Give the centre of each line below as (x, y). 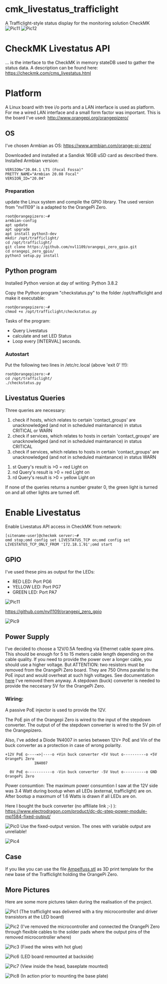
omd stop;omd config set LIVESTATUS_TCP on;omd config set (68, 540)
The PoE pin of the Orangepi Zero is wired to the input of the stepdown (78, 719)
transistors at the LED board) (35, 917)
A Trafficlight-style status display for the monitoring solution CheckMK (78, 23)
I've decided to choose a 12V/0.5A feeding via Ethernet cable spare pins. (80, 649)
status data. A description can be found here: (52, 67)
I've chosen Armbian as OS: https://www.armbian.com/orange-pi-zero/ (78, 145)
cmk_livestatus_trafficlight (62, 9)
